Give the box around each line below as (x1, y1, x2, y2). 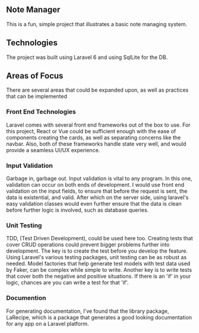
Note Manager (6, 5, 61, 15)
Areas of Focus (6, 71, 64, 81)
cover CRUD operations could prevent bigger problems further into (6, 241, 170, 249)
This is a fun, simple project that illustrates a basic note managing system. (6, 20, 188, 27)
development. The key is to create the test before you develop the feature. (6, 247, 188, 255)
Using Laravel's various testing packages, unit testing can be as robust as (6, 254, 187, 261)
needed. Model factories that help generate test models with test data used (6, 260, 191, 267)
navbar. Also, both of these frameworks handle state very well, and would (6, 140, 187, 147)
